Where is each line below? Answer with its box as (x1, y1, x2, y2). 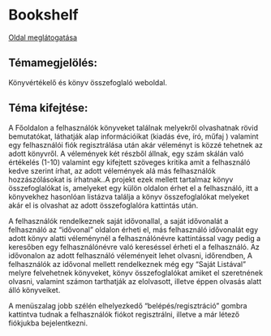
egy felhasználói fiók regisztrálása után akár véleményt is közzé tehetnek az (8, 140, 264, 149)
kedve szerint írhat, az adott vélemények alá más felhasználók (8, 166, 217, 175)
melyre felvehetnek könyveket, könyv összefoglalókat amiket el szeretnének (8, 268, 264, 278)
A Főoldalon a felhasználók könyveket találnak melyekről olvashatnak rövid (8, 123, 258, 132)
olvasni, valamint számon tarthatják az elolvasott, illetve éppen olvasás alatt (8, 276, 262, 286)
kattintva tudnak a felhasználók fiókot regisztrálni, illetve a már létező (8, 309, 240, 319)
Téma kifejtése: (8, 101, 88, 115)
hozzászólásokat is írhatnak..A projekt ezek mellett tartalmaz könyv (8, 174, 234, 184)
